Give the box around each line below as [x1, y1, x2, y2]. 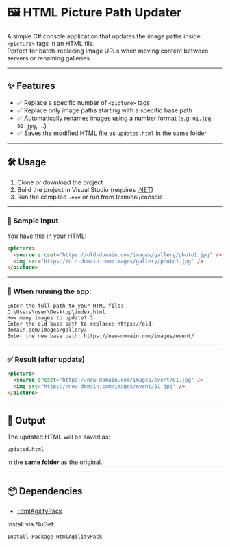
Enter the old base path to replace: [7, 320, 115, 327]
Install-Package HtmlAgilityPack [7, 533, 103, 541]
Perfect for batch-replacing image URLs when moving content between [7, 47, 209, 55]
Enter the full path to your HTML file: [7, 302, 125, 309]
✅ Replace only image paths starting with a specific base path [16, 106, 193, 114]
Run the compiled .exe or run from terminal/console [16, 193, 164, 201]
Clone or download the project [16, 178, 103, 186]
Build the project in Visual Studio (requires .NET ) [16, 185, 154, 193]
